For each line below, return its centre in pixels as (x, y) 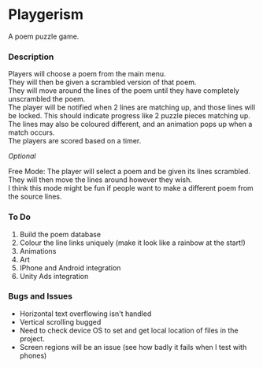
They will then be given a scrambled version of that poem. (102, 82)
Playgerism (46, 15)
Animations (38, 251)
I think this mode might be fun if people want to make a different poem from (131, 188)
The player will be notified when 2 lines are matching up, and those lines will (132, 107)
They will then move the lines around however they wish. (100, 180)
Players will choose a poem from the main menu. (87, 74)
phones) (33, 355)
